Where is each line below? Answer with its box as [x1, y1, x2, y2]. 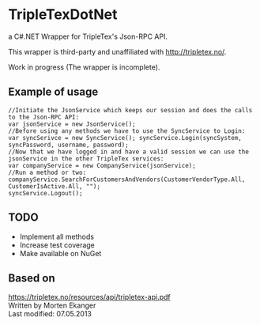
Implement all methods [19, 232, 95, 241]
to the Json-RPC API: [8, 113, 80, 121]
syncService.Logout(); [8, 189, 83, 197]
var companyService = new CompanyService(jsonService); [8, 161, 196, 169]
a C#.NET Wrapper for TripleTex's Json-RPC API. [8, 32, 168, 41]
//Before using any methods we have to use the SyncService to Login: [8, 127, 246, 135]
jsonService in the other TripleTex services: [8, 154, 164, 163]
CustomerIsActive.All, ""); [8, 182, 101, 191]
